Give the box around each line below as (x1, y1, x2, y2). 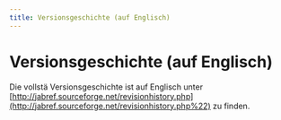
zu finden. (212, 100, 250, 111)
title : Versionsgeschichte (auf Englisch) (9, 13, 171, 22)
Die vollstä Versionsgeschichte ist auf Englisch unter (9, 81, 204, 92)
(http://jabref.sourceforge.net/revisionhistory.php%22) (9, 100, 211, 111)
